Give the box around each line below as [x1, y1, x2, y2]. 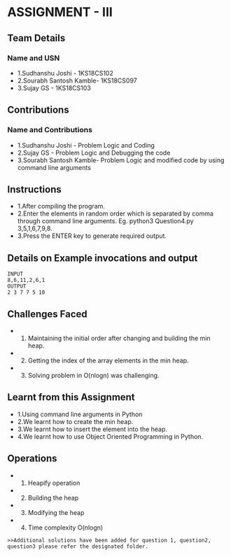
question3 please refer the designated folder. [7, 543, 149, 550]
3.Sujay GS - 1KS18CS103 [17, 83, 91, 92]
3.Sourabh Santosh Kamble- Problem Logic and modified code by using [17, 155, 225, 164]
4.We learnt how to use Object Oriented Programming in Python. [17, 432, 204, 441]
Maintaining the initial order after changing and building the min [27, 334, 211, 342]
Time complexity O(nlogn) [27, 523, 104, 532]
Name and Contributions [7, 125, 93, 135]
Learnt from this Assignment [7, 391, 135, 403]
